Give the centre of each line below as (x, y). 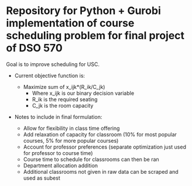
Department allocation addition (61, 166)
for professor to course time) (58, 153)
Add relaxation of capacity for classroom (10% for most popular (100, 134)
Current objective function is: (50, 75)
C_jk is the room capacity (63, 105)
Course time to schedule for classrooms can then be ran (91, 159)
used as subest (42, 178)
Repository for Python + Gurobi (83, 11)
